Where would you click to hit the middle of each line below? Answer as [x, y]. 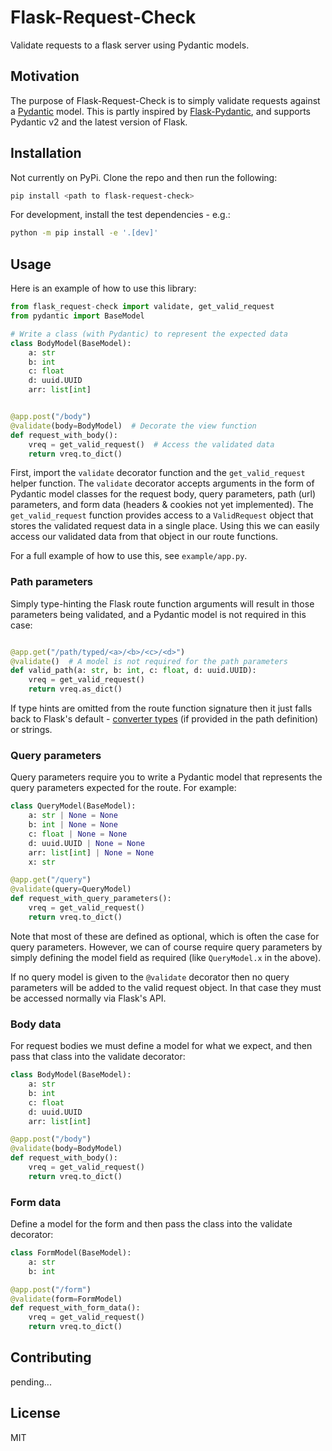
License [35, 1413]
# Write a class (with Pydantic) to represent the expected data [149, 334]
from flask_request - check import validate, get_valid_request [142, 307]
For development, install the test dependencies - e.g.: [120, 215]
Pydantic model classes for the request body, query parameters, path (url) [163, 494]
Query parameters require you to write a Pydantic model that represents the [166, 777]
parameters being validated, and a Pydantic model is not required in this [158, 614]
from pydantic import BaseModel [77, 316]
